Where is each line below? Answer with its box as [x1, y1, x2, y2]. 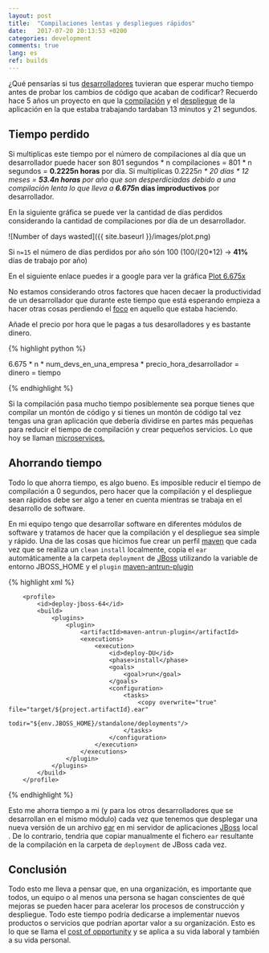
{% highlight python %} [8, 343, 86, 353]
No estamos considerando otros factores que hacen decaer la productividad [8, 286, 262, 296]
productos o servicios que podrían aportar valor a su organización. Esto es [8, 918, 255, 928]
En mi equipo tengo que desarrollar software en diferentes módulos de [8, 519, 243, 528]
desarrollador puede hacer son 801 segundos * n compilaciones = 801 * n [8, 158, 253, 167]
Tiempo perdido [8, 128, 90, 142]
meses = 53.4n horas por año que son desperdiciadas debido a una [8, 175, 236, 184]
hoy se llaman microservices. [8, 433, 105, 442]
